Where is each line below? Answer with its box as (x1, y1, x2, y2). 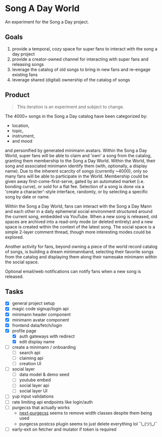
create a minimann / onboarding (12, 344, 76, 350)
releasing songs (12, 61, 44, 67)
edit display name (19, 339, 55, 344)
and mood (12, 138, 33, 144)
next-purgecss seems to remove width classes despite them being (19, 410, 152, 416)
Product (5, 91, 30, 99)
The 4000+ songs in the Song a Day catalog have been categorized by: (5, 113, 147, 119)
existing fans (12, 71, 38, 78)
